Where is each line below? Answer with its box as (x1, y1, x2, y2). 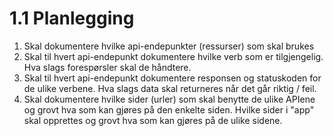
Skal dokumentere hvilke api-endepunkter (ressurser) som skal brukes (23, 40, 315, 52)
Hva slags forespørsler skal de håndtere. (23, 61, 192, 73)
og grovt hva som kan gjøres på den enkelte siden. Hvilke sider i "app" (23, 103, 315, 116)
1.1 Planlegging (9, 7, 135, 30)
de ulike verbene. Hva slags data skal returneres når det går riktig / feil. (23, 82, 317, 94)
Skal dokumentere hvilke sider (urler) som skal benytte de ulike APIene (23, 93, 316, 105)
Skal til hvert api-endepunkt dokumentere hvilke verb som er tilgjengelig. (23, 50, 324, 62)
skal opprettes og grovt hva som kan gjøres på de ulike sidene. (23, 114, 283, 126)
